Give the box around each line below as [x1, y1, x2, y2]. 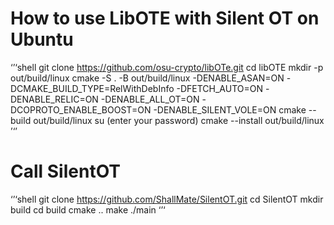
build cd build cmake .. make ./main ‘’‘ [10, 203, 166, 216]
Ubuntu [10, 28, 74, 51]
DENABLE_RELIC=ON [10, 93, 99, 105]
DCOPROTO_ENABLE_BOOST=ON [10, 103, 152, 116]
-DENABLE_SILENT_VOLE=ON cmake [153, 103, 307, 116]
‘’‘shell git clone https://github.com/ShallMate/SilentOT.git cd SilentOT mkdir [10, 193, 324, 205]
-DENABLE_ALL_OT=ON [100, 93, 200, 105]
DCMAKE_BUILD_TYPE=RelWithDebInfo [10, 82, 175, 94]
